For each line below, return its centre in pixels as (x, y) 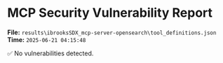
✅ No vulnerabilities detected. (50, 53)
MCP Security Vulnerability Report (110, 13)
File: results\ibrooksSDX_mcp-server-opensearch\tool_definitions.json (112, 32)
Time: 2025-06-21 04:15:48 (47, 39)
